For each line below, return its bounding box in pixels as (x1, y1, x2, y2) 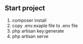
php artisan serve (12, 33, 49, 39)
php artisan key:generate (12, 27, 64, 34)
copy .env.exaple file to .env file (12, 22, 78, 28)
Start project (5, 4, 45, 12)
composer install (12, 17, 47, 23)
